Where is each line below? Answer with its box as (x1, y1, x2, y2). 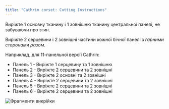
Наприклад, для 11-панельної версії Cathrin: (5, 51, 100, 58)
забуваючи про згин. (5, 26, 50, 33)
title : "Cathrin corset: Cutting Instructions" (5, 7, 107, 13)
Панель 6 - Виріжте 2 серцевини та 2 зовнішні (12, 88, 112, 94)
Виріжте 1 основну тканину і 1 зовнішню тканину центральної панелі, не (5, 21, 160, 27)
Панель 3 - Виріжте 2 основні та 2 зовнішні (12, 72, 106, 78)
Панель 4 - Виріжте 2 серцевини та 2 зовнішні (12, 77, 112, 83)
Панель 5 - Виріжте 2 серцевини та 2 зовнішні (12, 83, 112, 89)
